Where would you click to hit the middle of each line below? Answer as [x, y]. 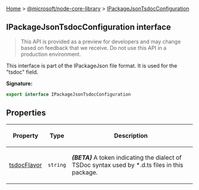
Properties [26, 113]
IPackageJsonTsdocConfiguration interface [89, 27]
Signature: [19, 83]
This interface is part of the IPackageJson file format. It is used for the [92, 65]
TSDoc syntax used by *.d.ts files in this [128, 164]
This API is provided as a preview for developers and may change [101, 42]
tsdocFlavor [26, 164]
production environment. [51, 54]
